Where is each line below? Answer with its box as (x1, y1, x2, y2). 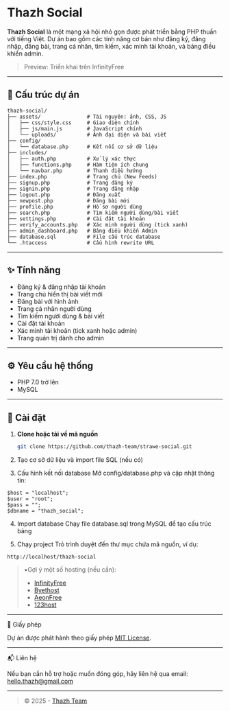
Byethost (34, 586, 60, 594)
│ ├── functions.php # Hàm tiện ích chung (7, 161, 149, 168)
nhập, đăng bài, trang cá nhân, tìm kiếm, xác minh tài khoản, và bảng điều (7, 42, 216, 50)
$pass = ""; (7, 502, 41, 509)
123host (34, 601, 57, 609)
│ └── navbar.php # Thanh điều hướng (7, 167, 142, 174)
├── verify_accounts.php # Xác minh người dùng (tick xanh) (7, 221, 188, 228)
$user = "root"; (7, 496, 53, 502)
